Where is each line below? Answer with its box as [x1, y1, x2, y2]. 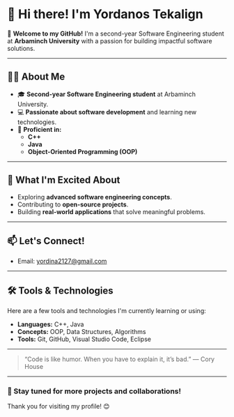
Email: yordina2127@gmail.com [17, 257, 107, 266]
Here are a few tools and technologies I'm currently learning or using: [7, 307, 207, 315]
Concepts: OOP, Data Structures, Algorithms [17, 328, 146, 336]
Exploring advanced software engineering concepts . [17, 192, 172, 201]
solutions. [7, 44, 36, 52]
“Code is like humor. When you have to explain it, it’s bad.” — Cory [24, 355, 214, 363]
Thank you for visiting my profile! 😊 [7, 402, 110, 411]
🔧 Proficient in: [17, 125, 62, 133]
